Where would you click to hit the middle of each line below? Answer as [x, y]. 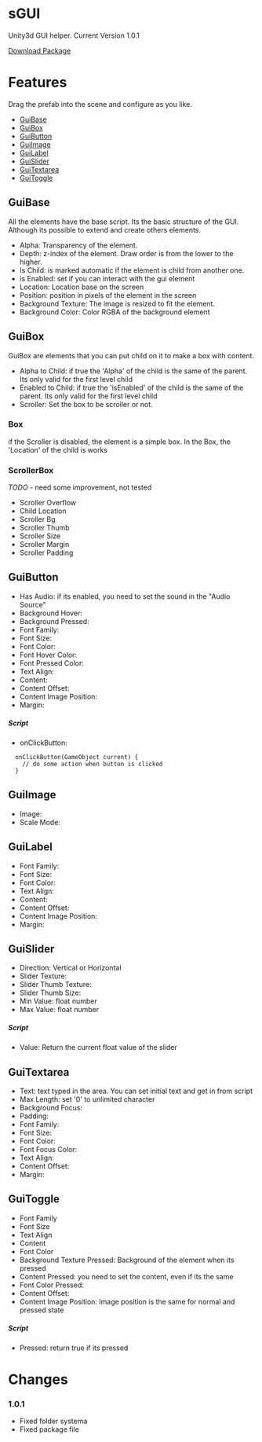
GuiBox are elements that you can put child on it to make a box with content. [131, 355]
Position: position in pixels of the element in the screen [108, 295]
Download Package [40, 50]
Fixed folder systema [53, 1421]
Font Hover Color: [48, 655]
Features [38, 83]
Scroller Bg [38, 519]
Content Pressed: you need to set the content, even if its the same [126, 1276]
